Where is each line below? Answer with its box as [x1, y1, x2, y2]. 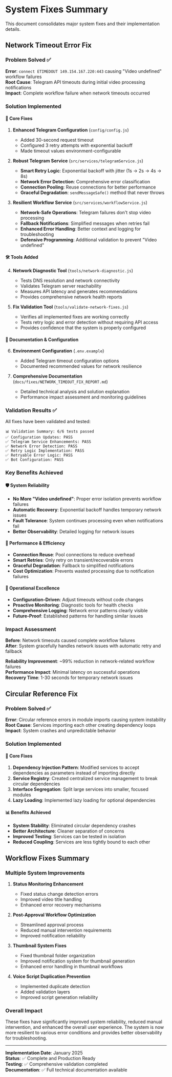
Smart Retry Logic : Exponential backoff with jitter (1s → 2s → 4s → [20, 167, 162, 174]
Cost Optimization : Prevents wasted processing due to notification [12, 568, 155, 574]
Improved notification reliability [20, 932, 86, 938]
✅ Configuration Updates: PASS [5, 435, 73, 440]
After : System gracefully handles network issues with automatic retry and [5, 643, 161, 649]
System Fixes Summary [5, 4, 109, 15]
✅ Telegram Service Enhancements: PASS [5, 439, 91, 445]
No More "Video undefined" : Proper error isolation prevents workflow [12, 496, 162, 502]
